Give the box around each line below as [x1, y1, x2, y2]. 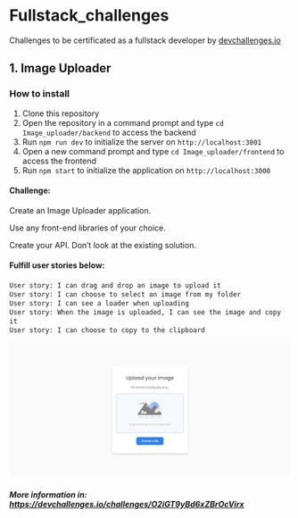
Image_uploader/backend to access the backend [21, 127, 196, 138]
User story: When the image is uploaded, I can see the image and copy [9, 308, 281, 317]
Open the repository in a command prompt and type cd [21, 117, 225, 128]
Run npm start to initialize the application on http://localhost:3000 [21, 164, 271, 175]
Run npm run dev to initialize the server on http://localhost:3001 [21, 136, 261, 147]
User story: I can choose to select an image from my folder [9, 290, 242, 299]
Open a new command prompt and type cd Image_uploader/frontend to [21, 146, 285, 156]
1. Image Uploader [9, 61, 112, 76]
